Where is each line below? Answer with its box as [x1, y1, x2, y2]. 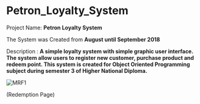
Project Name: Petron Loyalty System [6, 24, 102, 31]
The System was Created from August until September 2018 [6, 35, 160, 43]
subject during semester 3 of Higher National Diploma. [6, 67, 148, 74]
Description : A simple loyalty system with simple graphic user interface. [6, 47, 194, 55]
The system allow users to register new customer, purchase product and [6, 54, 194, 61]
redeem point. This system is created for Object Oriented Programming [6, 61, 190, 68]
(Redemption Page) [6, 91, 55, 98]
